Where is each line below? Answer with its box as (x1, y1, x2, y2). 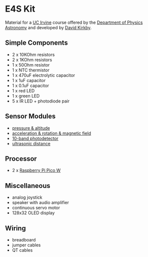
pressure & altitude (12, 125, 50, 131)
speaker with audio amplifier (12, 200, 69, 206)
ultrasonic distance (12, 140, 51, 146)
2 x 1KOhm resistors (12, 57, 52, 63)
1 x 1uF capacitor (12, 77, 46, 83)
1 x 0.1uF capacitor (12, 83, 49, 88)
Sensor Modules (5, 112, 56, 120)
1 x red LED (12, 87, 35, 93)
